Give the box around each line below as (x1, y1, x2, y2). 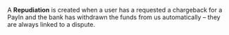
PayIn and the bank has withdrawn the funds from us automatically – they (7, 13, 221, 21)
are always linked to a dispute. (7, 21, 96, 28)
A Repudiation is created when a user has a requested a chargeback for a (7, 6, 223, 14)
